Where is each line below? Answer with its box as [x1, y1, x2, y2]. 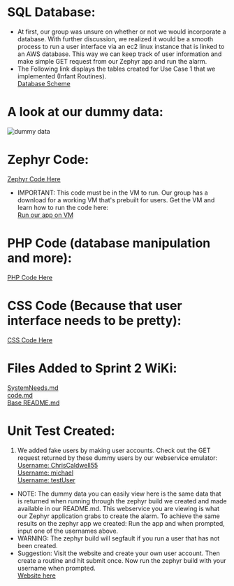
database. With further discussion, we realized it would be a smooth [17, 34, 214, 43]
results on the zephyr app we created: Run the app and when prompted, [17, 519, 225, 527]
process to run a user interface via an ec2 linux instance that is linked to [17, 42, 225, 50]
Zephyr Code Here [7, 174, 61, 183]
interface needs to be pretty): [7, 312, 182, 328]
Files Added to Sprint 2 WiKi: [7, 360, 177, 376]
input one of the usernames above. [17, 526, 119, 535]
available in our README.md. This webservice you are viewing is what [17, 504, 220, 512]
